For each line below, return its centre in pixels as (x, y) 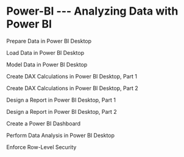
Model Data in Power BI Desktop (47, 65)
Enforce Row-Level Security (41, 147)
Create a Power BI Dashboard (44, 124)
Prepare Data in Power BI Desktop (49, 41)
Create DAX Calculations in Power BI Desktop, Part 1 (72, 76)
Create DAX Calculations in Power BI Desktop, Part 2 (72, 88)
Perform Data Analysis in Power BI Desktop (60, 135)
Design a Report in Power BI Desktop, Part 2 (62, 111)
